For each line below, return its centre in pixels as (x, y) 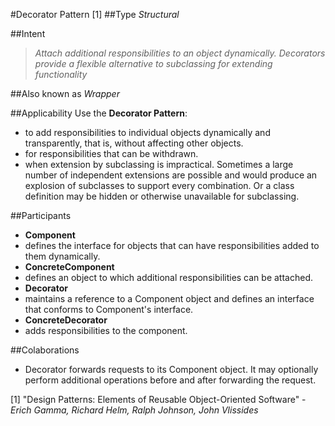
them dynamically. (62, 256)
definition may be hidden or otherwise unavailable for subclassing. (162, 196)
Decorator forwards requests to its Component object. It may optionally (171, 369)
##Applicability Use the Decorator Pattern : (99, 113)
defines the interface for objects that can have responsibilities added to (172, 245)
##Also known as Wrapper (65, 93)
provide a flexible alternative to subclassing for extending (153, 63)
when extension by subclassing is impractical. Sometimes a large (159, 164)
